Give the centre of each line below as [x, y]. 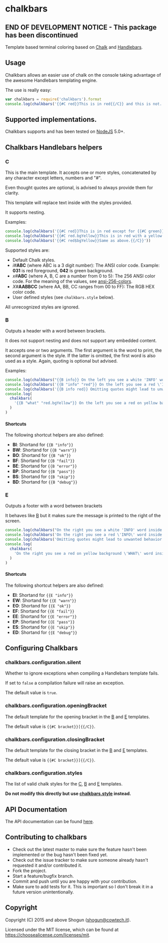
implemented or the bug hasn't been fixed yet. [60, 854]
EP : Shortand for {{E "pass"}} [43, 621]
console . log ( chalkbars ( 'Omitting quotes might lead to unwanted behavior [84, 540]
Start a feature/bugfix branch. [43, 876]
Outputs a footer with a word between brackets [54, 506]
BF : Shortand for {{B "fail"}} [43, 461]
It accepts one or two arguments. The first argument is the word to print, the [83, 350]
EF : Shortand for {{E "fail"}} [43, 611]
